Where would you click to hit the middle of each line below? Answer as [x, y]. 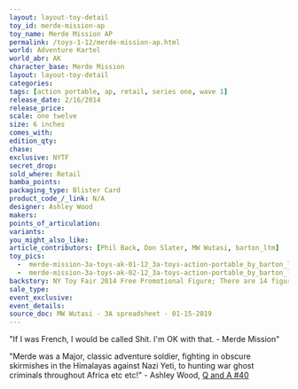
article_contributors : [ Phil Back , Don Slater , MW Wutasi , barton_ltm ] [144, 248]
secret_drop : [33, 166]
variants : [27, 231]
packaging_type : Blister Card [65, 191]
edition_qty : [33, 141]
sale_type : [29, 289]
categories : [31, 83]
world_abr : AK [35, 58]
